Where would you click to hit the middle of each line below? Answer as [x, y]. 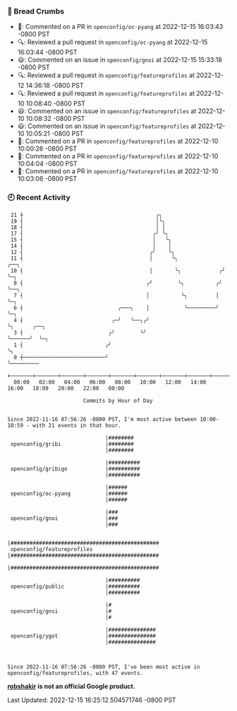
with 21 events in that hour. [77, 425]
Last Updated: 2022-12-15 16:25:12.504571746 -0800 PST [92, 700]
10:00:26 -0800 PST [47, 149]
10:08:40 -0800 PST [56, 104]
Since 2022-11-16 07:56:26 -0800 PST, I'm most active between [102, 419]
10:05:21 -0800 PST [55, 134]
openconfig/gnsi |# [61, 611]
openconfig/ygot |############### [83, 636]
